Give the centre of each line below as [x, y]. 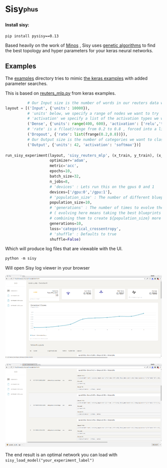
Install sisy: [17, 25]
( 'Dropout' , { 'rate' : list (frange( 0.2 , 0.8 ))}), [77, 135]
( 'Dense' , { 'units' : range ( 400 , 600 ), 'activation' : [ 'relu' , [93, 124]
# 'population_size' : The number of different [100, 197]
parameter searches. [27, 84]
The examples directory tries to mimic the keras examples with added [77, 78]
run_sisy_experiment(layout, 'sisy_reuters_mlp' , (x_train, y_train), [80, 155]
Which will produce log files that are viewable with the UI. [64, 249]
